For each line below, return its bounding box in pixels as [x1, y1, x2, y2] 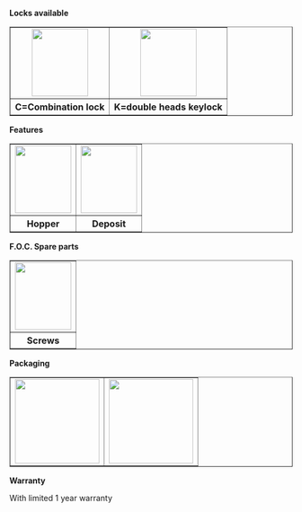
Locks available [9, 8, 69, 18]
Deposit [91, 217, 127, 230]
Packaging [9, 358, 50, 368]
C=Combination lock [14, 101, 105, 113]
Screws [26, 334, 60, 347]
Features [9, 125, 43, 135]
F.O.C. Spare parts [9, 242, 79, 252]
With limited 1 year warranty [9, 493, 113, 503]
